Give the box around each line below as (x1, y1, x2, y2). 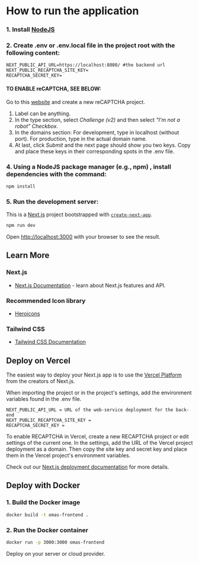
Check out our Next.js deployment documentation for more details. (6, 463, 169, 470)
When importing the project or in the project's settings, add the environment (6, 389, 192, 396)
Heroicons (14, 310, 40, 317)
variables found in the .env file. (6, 396, 82, 403)
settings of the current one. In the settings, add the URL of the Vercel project (6, 439, 193, 447)
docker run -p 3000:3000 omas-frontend (6, 539, 105, 545)
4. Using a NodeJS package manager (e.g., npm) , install (6, 162, 172, 170)
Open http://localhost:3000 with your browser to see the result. (6, 233, 161, 240)
